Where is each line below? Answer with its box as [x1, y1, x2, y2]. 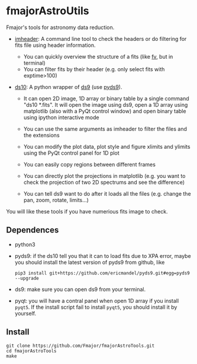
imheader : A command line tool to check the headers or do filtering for [14, 35, 187, 42]
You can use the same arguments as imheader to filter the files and [23, 125, 188, 132]
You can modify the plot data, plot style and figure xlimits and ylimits [23, 143, 190, 150]
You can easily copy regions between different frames [23, 161, 156, 168]
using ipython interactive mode [23, 114, 99, 121]
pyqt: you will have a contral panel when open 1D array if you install [14, 297, 179, 304]
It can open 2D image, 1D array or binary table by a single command [23, 95, 189, 102]
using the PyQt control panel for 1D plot [23, 149, 120, 157]
